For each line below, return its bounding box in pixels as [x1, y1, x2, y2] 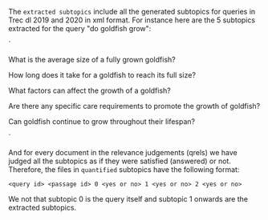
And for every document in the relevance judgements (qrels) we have [8, 148, 238, 157]
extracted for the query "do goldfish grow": [8, 24, 152, 33]
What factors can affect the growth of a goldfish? [8, 86, 171, 95]
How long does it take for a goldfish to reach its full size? [8, 70, 197, 79]
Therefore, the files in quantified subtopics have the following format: [8, 165, 240, 174]
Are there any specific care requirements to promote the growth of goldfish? [8, 102, 261, 110]
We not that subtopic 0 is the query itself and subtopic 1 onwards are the [8, 194, 249, 203]
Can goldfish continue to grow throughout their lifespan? [8, 117, 195, 126]
